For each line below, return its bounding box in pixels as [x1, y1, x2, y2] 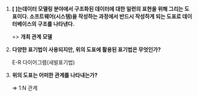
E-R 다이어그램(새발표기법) [11, 59, 75, 66]
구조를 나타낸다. [37, 20, 75, 27]
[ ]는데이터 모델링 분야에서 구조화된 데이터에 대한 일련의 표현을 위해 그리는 [11, 5, 184, 12]
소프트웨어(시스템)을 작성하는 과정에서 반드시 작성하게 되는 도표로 [29, 13, 181, 20]
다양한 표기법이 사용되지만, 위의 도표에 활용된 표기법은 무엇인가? [11, 46, 161, 53]
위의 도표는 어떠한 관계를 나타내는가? [11, 72, 98, 78]
